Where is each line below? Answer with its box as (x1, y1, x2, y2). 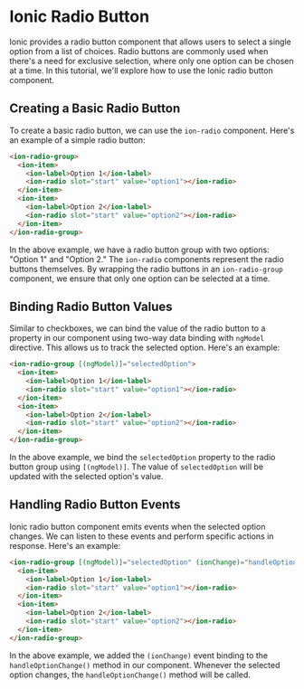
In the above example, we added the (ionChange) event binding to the (9, 649, 269, 661)
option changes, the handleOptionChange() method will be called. (9, 669, 252, 680)
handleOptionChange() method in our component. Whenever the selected (9, 659, 280, 670)
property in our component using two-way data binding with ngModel (9, 333, 265, 344)
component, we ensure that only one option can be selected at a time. (9, 273, 271, 284)
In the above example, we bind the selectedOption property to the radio (9, 452, 276, 463)
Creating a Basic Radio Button (9, 101, 181, 117)
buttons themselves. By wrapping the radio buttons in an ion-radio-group (9, 263, 283, 274)
